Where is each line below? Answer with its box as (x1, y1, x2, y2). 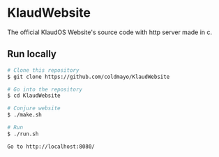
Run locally (7, 48, 57, 60)
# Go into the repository (7, 86, 82, 93)
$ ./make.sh (7, 112, 42, 119)
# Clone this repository (7, 66, 80, 74)
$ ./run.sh (7, 130, 39, 137)
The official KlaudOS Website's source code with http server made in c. (7, 28, 213, 36)
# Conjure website (7, 105, 61, 112)
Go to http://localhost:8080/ (7, 143, 96, 150)
